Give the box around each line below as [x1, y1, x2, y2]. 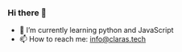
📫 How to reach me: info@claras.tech [19, 34, 147, 44]
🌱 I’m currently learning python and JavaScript [19, 26, 174, 35]
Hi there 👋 [7, 7, 48, 18]
